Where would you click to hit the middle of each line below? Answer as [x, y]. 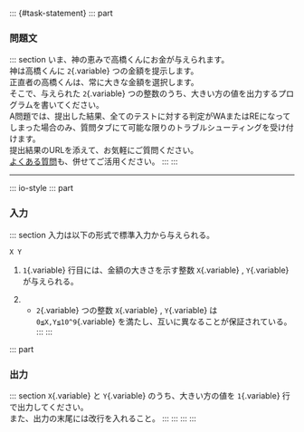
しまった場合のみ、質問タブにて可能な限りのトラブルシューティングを [140, 128]
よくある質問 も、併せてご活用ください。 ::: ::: [94, 161]
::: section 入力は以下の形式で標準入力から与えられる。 [112, 235]
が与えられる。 [50, 281]
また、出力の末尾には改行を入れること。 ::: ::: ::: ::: [103, 418]
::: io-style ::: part [42, 188]
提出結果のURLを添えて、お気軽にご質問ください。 [104, 150]
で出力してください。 [49, 407]
